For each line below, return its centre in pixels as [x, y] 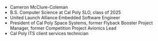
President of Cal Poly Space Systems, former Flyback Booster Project [81, 23]
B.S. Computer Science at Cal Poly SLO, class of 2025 [65, 12]
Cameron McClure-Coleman [39, 7]
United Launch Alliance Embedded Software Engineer [65, 18]
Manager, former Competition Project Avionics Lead [63, 28]
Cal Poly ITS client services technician [49, 33]
